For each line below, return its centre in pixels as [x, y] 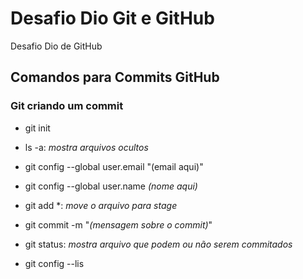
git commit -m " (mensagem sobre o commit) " [118, 224]
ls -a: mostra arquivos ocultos [86, 147]
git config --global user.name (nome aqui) [111, 186]
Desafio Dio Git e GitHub [112, 18]
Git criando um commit [67, 106]
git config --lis [54, 263]
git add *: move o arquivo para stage [101, 205]
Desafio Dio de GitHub [56, 46]
